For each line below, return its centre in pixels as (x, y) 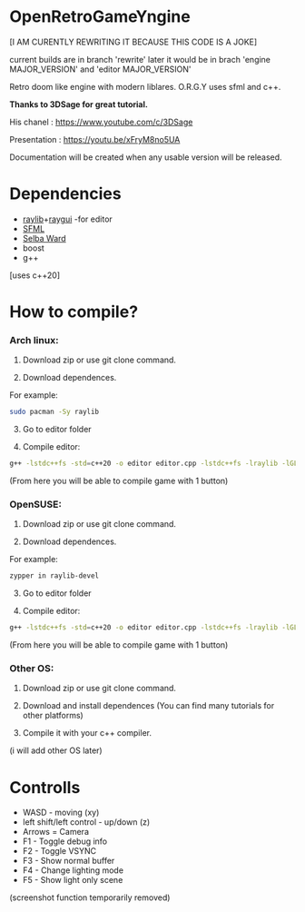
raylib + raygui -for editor (68, 219)
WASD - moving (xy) (61, 813)
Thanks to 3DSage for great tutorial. (79, 104)
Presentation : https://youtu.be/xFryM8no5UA (95, 139)
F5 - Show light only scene (73, 880)
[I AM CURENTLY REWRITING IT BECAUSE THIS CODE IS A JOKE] (133, 42)
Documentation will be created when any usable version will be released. (146, 157)
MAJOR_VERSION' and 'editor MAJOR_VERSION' (100, 69)
